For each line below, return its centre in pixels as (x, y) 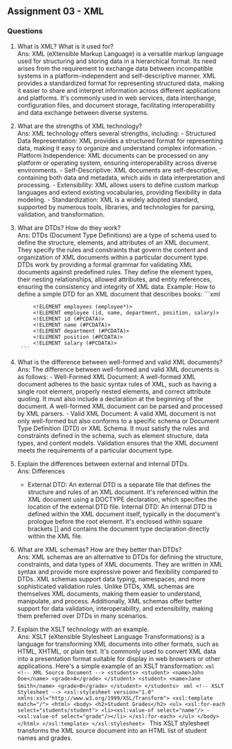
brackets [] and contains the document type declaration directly (118, 529)
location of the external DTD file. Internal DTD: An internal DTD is (120, 506)
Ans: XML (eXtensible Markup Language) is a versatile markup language (120, 53)
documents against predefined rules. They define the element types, (115, 272)
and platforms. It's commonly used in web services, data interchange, (117, 98)
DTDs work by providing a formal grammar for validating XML (105, 264)
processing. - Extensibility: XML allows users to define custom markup (118, 185)
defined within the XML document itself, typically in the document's (124, 514)
